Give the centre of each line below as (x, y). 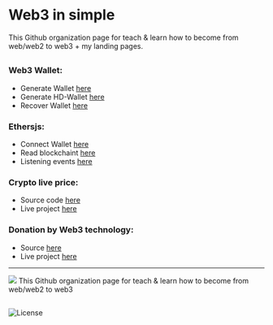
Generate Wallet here (56, 88)
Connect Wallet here (54, 144)
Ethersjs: (26, 126)
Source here (41, 247)
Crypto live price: (43, 182)
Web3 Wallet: (36, 71)
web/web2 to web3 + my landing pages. (76, 45)
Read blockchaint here (58, 153)
